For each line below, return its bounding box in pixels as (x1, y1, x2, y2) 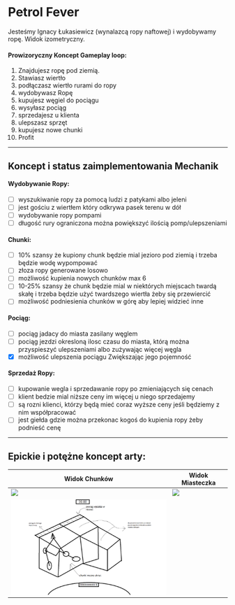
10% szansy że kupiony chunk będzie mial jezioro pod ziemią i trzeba (17, 251, 218, 259)
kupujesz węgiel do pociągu (17, 96, 100, 105)
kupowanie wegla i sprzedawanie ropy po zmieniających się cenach (17, 385, 213, 393)
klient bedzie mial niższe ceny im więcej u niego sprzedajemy (17, 392, 195, 401)
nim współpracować (17, 408, 77, 417)
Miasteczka (181, 478, 216, 487)
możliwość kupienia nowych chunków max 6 (17, 274, 147, 283)
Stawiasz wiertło (17, 74, 66, 83)
